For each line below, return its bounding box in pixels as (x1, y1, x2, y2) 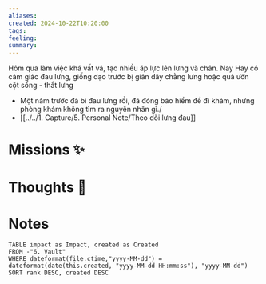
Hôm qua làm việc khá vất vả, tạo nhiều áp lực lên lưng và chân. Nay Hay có (8, 63, 259, 73)
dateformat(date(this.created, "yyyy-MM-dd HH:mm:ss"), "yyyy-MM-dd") (8, 262, 248, 270)
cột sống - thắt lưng (8, 81, 74, 90)
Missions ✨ (8, 141, 85, 159)
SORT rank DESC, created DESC (8, 269, 109, 277)
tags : (8, 26, 26, 34)
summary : (8, 42, 38, 50)
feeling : (8, 34, 38, 42)
